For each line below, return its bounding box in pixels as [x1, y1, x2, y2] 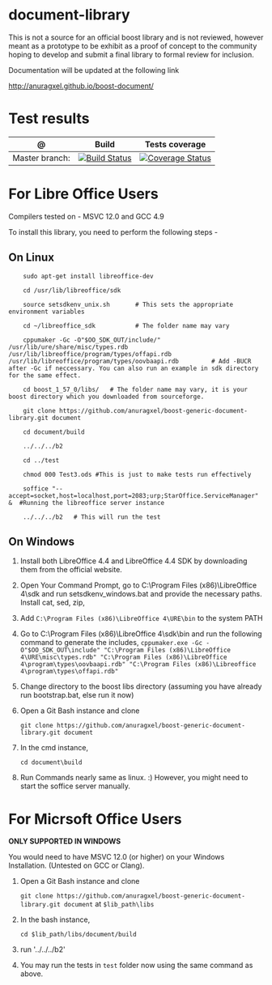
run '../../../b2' [19, 945, 66, 954]
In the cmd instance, [19, 743, 89, 753]
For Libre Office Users [8, 185, 159, 203]
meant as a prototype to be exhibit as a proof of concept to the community [8, 40, 257, 50]
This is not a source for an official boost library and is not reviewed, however [8, 32, 264, 42]
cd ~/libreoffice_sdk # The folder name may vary [23, 321, 230, 329]
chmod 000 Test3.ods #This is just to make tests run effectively [23, 470, 252, 478]
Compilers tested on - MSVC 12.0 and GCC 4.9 [8, 211, 164, 221]
